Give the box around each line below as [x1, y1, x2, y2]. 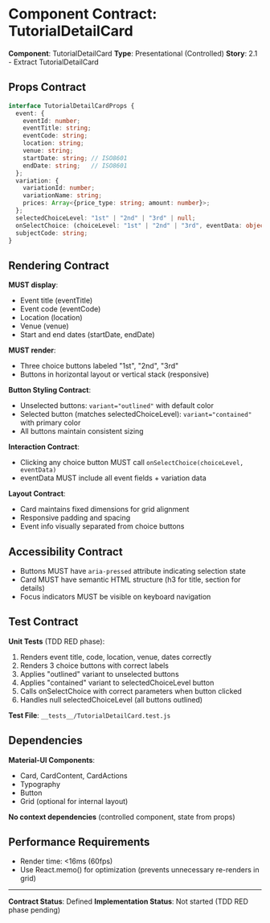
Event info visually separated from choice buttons [19, 521, 185, 531]
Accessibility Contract [8, 545, 123, 558]
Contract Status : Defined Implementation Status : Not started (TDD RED [8, 896, 249, 906]
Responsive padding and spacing [19, 513, 131, 523]
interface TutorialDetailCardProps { [8, 101, 135, 109]
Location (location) [19, 313, 83, 323]
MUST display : [8, 280, 59, 290]
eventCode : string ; [22, 132, 88, 140]
